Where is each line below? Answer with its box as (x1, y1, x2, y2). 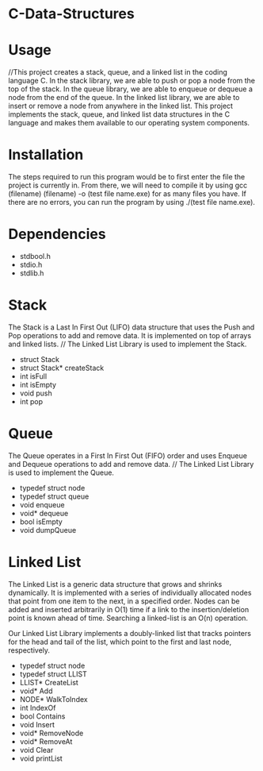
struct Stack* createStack (19, 363, 105, 372)
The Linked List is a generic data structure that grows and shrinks (8, 579, 223, 588)
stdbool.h (19, 252, 51, 260)
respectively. (8, 645, 50, 655)
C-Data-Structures (8, 5, 135, 23)
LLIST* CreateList (19, 677, 79, 687)
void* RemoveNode (19, 728, 84, 738)
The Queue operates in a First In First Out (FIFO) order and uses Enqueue (8, 450, 248, 461)
